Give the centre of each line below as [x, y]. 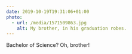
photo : [14, 17]
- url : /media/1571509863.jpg [49, 23]
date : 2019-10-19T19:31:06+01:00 [48, 12]
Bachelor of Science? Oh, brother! [48, 45]
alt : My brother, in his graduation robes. [72, 28]
